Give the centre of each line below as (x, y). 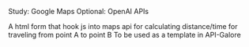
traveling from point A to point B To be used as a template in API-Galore (124, 35)
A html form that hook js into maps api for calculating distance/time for (123, 26)
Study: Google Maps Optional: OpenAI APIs (78, 11)
